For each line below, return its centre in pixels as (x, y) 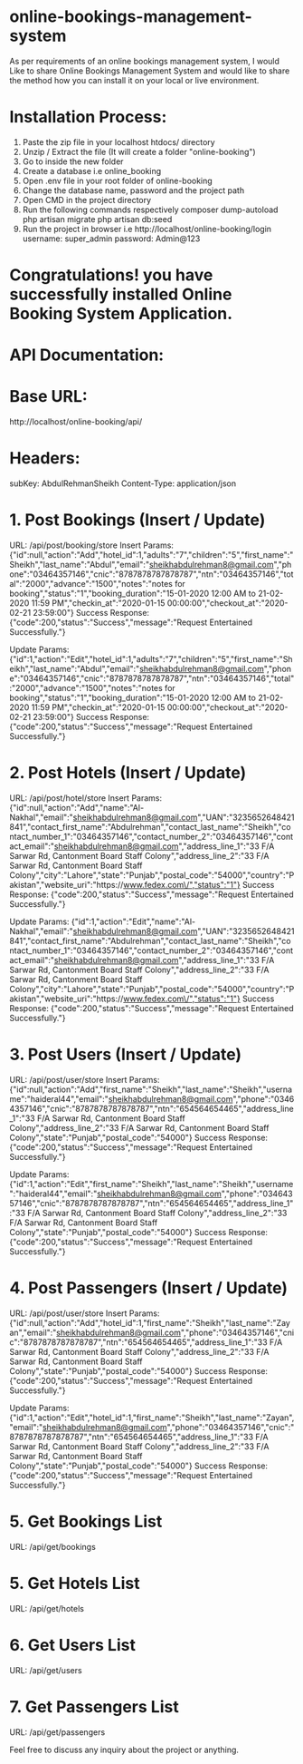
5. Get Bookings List (86, 1522)
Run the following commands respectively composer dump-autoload (150, 210)
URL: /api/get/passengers (57, 1732)
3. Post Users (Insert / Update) (126, 1055)
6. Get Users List (72, 1645)
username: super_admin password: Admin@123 (111, 239)
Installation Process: (88, 117)
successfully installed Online (121, 294)
